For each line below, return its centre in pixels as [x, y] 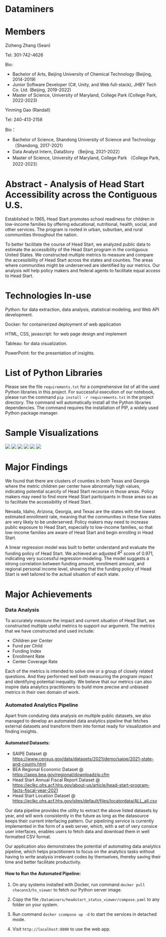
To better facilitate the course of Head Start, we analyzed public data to [78, 244]
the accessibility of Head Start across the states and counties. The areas [79, 260]
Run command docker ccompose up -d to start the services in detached [84, 914]
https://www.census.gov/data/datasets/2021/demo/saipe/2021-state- [83, 759]
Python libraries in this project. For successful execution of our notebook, [80, 392]
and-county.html [29, 764]
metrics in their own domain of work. [42, 692]
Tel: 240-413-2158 [24, 120]
